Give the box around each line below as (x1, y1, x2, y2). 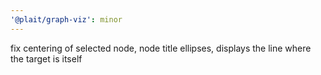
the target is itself (10, 52, 83, 65)
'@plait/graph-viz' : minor (10, 14, 123, 25)
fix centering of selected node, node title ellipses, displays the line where (10, 42, 312, 54)
